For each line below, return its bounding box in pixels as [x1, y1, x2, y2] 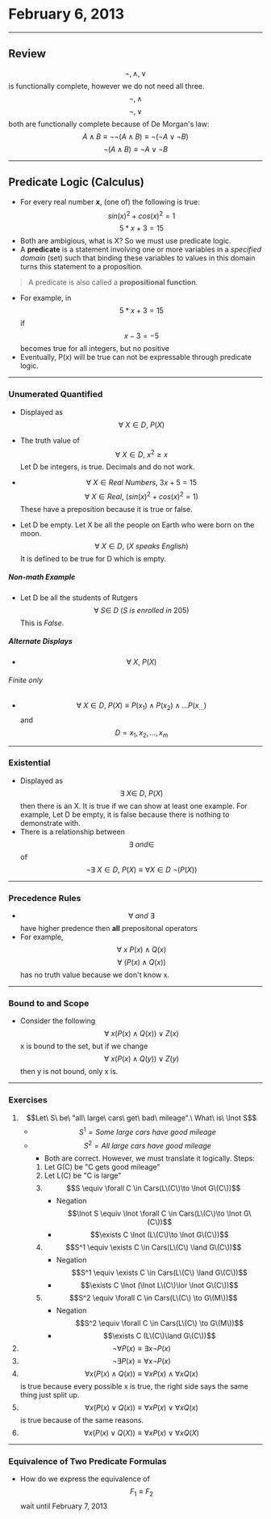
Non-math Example [8, 572, 76, 582]
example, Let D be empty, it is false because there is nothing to [19, 810, 230, 819]
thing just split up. [19, 1390, 80, 1400]
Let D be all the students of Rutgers [19, 592, 139, 603]
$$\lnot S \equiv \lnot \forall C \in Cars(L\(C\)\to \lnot [67, 1208, 242, 1218]
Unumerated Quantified [8, 389, 103, 400]
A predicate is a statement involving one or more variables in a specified [19, 244, 262, 255]
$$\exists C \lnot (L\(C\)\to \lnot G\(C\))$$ [90, 1230, 229, 1240]
